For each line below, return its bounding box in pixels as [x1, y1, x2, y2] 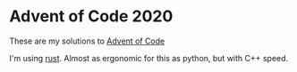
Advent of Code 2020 [9, 6, 174, 27]
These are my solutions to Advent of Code [9, 36, 165, 46]
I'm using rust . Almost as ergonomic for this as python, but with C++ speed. [9, 52, 289, 63]
